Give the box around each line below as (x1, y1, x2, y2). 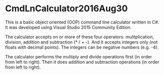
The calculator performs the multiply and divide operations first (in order (5, 53, 152, 59)
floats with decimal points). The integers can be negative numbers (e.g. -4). (5, 44, 159, 50)
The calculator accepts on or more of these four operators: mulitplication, (5, 34, 154, 40)
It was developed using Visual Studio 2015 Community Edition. (5, 24, 132, 30)
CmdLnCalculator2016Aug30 (5, 3, 128, 14)
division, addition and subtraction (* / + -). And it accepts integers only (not (5, 39, 158, 45)
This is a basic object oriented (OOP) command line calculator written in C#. (5, 19, 160, 25)
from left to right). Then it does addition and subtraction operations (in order (5, 59, 160, 65)
